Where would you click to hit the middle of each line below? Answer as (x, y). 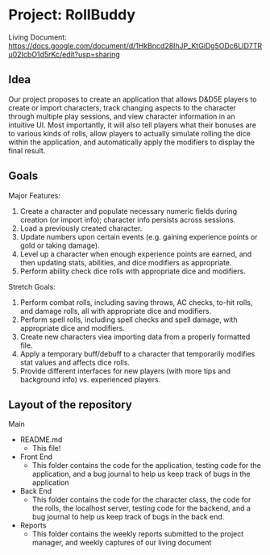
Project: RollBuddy (72, 15)
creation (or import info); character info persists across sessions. (128, 219)
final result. (27, 150)
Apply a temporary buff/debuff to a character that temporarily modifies (137, 353)
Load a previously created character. (81, 228)
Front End (36, 457)
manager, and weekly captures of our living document (122, 543)
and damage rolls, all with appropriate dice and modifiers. (116, 311)
